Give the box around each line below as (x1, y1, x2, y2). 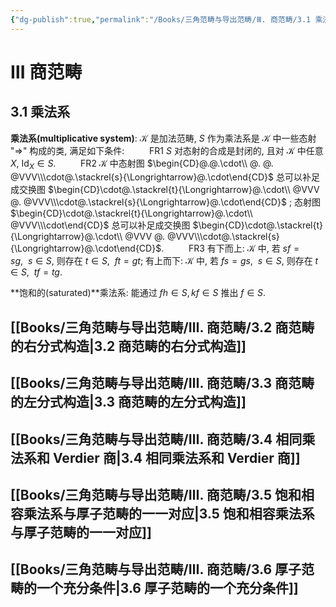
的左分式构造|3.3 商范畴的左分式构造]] (10, 394, 247, 411)
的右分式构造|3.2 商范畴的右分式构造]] (10, 337, 247, 355)
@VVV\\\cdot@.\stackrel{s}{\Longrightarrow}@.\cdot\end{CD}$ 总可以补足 (10, 171, 320, 183)
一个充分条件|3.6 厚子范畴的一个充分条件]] (36, 580, 299, 597)
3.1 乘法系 (10, 104, 71, 121)
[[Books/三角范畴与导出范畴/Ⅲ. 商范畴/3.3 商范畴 (10, 375, 315, 392)
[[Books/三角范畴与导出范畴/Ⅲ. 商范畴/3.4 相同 (10, 431, 303, 448)
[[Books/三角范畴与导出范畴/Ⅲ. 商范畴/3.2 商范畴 (10, 319, 315, 336)
